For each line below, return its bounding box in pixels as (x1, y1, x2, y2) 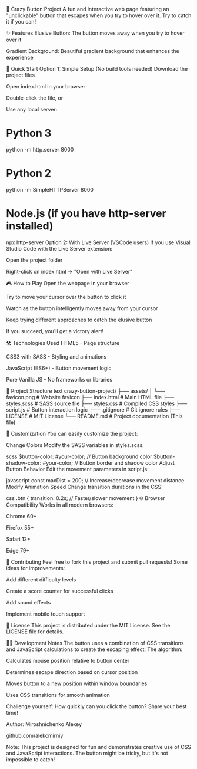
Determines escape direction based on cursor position (6, 668, 138, 675)
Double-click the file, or (6, 94, 64, 101)
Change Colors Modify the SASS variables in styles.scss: (6, 441, 144, 448)
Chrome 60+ (6, 512, 37, 520)
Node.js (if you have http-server (6, 207, 166, 221)
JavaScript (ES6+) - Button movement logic (6, 364, 112, 372)
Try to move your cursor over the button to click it (6, 293, 126, 300)
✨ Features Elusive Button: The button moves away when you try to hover (6, 29, 185, 37)
